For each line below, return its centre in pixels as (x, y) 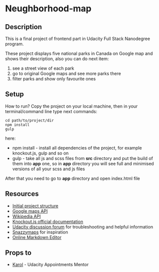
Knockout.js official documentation (48, 221)
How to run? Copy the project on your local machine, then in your (72, 106)
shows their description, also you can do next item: (57, 59)
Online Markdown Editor (37, 237)
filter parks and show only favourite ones (54, 79)
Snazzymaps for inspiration (40, 232)
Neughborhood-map (48, 9)
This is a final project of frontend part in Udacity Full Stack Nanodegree (78, 39)
